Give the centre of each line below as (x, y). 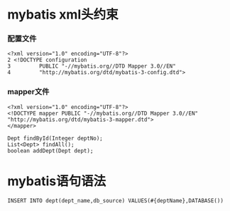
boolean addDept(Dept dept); (50, 150)
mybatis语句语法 (57, 181)
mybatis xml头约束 (63, 15)
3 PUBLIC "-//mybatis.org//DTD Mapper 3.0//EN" (92, 66)
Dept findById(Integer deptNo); (55, 138)
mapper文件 (28, 92)
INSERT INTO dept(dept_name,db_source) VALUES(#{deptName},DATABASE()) (115, 200)
